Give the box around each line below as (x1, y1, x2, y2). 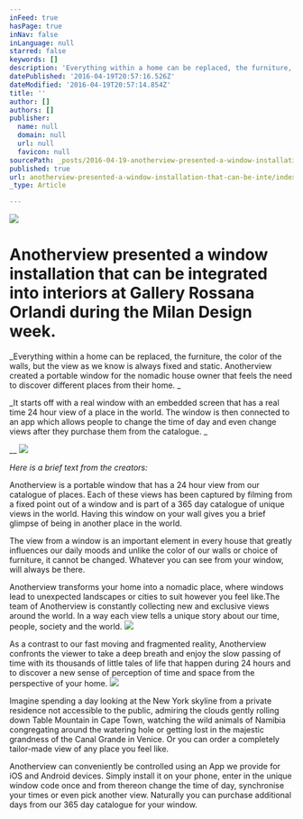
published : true (9, 164, 70, 173)
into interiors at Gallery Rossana (9, 283, 255, 303)
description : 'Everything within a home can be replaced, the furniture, (9, 64, 293, 73)
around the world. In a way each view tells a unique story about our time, (9, 611, 280, 621)
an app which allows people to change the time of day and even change (9, 417, 277, 428)
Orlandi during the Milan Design (9, 302, 252, 323)
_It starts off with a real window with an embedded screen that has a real (9, 398, 280, 409)
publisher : (9, 114, 50, 123)
